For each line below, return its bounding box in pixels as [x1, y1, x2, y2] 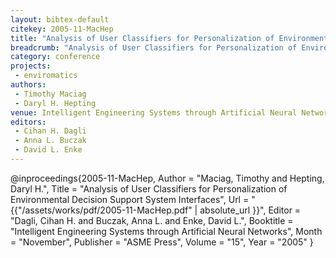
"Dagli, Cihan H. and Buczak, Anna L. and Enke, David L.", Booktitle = [10, 214, 294, 226]
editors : [10, 117, 47, 127]
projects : [10, 61, 52, 71]
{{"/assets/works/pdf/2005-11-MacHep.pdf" [10, 204, 193, 216]
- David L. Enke [14, 145, 83, 155]
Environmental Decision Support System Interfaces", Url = [10, 193, 250, 205]
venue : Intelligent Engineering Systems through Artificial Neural [10, 107, 298, 118]
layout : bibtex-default [10, 14, 110, 25]
